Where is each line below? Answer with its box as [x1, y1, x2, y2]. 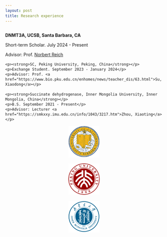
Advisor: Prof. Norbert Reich [5, 51, 63, 57]
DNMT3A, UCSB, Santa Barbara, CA [5, 32, 81, 38]
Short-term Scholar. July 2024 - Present [5, 41, 88, 47]
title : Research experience [5, 13, 64, 18]
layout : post [5, 8, 32, 13]
